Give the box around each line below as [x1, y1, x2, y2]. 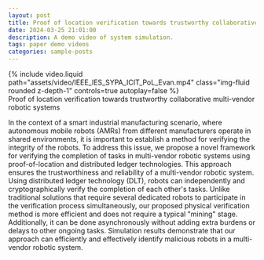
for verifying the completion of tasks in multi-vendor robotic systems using [8, 151, 251, 161]
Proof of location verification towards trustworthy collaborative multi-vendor [8, 95, 255, 103]
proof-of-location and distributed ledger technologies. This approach [8, 160, 232, 168]
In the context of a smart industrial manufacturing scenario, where [8, 118, 222, 127]
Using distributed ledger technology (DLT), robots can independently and [8, 176, 245, 185]
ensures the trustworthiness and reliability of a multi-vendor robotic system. [8, 168, 255, 177]
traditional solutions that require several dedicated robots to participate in [8, 193, 246, 202]
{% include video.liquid [8, 70, 83, 78]
